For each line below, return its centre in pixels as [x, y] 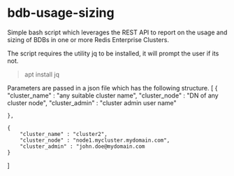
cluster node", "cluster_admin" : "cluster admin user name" [92, 102]
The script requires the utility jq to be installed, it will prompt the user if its [113, 53]
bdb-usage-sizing [61, 13]
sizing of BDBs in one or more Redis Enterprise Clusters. [88, 39]
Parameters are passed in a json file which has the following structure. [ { [112, 88]
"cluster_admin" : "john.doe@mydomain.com [82, 146]
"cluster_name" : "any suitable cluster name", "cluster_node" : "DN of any [113, 95]
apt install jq [42, 74]
